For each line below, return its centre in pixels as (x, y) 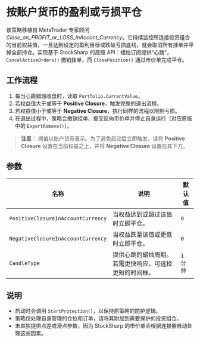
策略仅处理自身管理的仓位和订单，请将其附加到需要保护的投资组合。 (98, 318)
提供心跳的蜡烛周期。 (142, 254)
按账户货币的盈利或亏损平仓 (74, 12)
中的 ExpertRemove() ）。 (43, 125)
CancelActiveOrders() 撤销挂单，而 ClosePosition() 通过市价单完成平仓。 (97, 60)
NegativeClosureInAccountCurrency (58, 238)
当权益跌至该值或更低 (142, 235)
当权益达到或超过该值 (142, 214)
